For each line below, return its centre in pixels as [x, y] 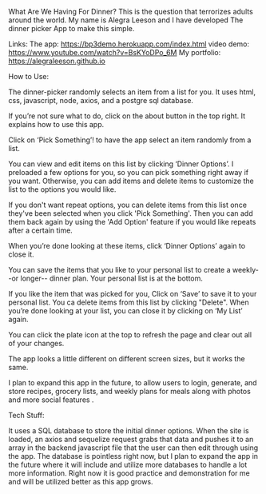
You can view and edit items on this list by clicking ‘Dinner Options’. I [121, 164]
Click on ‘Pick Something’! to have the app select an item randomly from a [130, 140]
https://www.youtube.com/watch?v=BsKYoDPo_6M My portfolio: [115, 52]
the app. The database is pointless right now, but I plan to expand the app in [133, 456]
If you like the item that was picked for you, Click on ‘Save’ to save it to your [133, 294]
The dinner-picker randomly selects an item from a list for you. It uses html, [132, 92]
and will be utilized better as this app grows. [81, 482]
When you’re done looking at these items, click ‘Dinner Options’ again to [127, 246]
